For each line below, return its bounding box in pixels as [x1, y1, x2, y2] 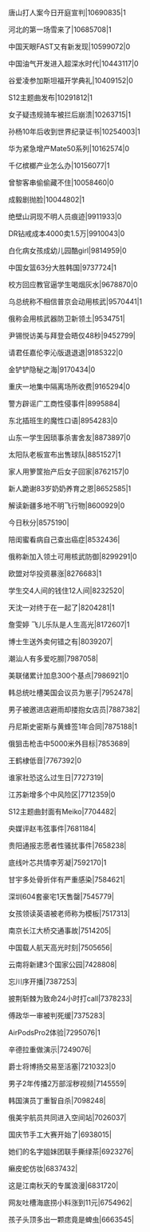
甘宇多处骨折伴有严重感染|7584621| [8, 875, 126, 884]
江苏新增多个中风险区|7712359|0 [8, 790, 116, 799]
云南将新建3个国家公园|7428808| [8, 960, 117, 969]
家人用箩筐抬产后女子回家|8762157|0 [8, 467, 129, 476]
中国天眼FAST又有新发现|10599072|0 [8, 42, 130, 51]
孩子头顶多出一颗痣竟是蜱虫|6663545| [8, 1215, 134, 1224]
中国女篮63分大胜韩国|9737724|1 [8, 263, 117, 272]
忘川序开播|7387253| [8, 977, 77, 986]
